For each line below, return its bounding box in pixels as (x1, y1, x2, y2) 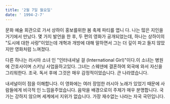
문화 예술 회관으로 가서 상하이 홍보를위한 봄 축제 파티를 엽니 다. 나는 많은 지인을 (5, 27, 164, 33)
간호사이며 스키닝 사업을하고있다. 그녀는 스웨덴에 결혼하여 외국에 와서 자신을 (10, 63, 163, 69)
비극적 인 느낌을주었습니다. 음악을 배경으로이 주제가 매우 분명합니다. (23, 87, 159, 93)
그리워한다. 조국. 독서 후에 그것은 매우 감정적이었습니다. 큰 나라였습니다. (5, 69, 148, 75)
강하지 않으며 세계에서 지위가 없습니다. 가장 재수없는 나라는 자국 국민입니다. (14, 93, 165, 99)
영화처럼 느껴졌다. (14, 46, 51, 52)
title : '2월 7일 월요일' (5, 7, 53, 13)
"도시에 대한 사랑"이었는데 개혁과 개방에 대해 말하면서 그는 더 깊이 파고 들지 (5, 39, 156, 46)
